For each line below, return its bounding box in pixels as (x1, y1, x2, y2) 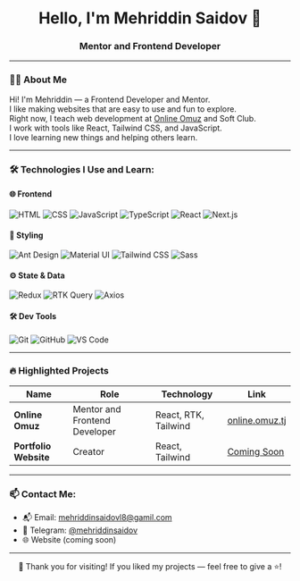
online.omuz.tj (227, 414, 287, 426)
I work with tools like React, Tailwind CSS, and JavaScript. (9, 122, 223, 133)
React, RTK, (154, 408, 204, 421)
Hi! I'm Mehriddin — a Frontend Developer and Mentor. (9, 94, 211, 105)
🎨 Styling (9, 230, 44, 240)
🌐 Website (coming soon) (21, 535, 117, 545)
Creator (72, 445, 105, 458)
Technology (161, 388, 213, 400)
